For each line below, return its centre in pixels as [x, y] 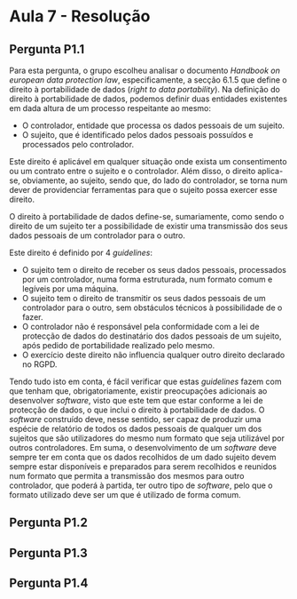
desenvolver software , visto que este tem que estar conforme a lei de [136, 400]
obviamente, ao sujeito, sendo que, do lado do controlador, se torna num [155, 180]
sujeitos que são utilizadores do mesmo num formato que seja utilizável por [147, 438]
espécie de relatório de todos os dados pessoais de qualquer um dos [136, 429]
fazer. [32, 317]
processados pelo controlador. [78, 144]
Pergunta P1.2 [49, 523]
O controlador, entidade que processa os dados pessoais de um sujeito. [153, 125]
